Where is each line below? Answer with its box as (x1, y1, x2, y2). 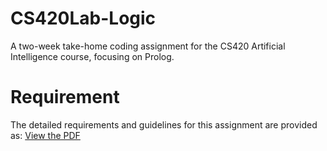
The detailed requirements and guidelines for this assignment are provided (10, 118, 318, 131)
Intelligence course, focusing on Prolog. (10, 50, 175, 62)
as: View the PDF (10, 129, 81, 141)
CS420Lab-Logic (10, 7, 157, 30)
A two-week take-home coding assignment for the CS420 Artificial (10, 40, 286, 52)
